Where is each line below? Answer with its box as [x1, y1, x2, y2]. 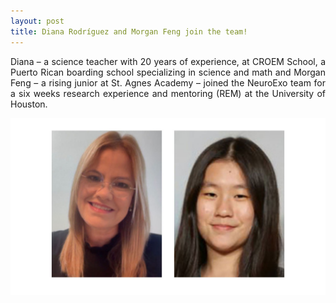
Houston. [10, 98, 48, 110]
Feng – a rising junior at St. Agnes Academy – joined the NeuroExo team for [10, 76, 326, 89]
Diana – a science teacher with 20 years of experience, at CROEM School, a [10, 55, 326, 67]
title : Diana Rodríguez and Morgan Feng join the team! [10, 26, 248, 37]
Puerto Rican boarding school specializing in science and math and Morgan [10, 66, 326, 78]
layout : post [10, 16, 65, 26]
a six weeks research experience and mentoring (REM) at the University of [10, 87, 326, 99]
